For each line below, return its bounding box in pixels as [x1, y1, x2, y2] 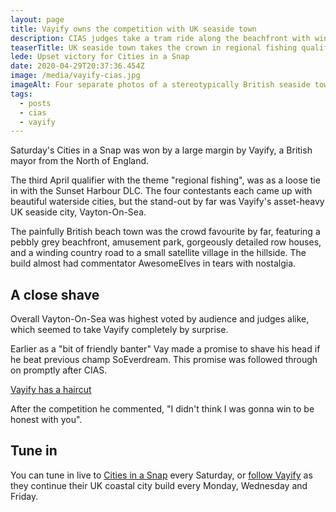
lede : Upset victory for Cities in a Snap [10, 52, 190, 62]
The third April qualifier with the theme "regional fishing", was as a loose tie [10, 174, 321, 186]
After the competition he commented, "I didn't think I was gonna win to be [10, 403, 315, 415]
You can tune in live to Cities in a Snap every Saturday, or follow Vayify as [10, 469, 313, 481]
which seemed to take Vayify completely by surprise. [10, 324, 229, 336]
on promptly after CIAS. [10, 364, 108, 376]
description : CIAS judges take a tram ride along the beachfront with [10, 33, 311, 43]
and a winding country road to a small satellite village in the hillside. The [10, 247, 307, 259]
